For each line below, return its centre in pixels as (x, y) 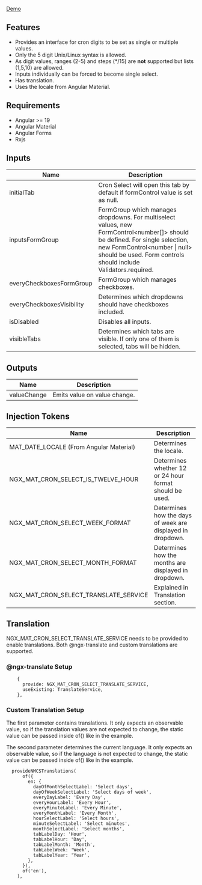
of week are (171, 523)
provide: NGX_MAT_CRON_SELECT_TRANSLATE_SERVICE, (85, 684)
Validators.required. (126, 270)
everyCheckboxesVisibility (47, 305)
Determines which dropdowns (141, 297)
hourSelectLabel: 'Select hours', (76, 819)
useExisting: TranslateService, (63, 690)
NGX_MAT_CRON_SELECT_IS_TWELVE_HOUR (74, 479)
